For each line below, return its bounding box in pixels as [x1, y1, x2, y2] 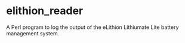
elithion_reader [6, 4, 84, 18]
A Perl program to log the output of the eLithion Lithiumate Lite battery [6, 24, 179, 31]
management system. [6, 29, 60, 37]
